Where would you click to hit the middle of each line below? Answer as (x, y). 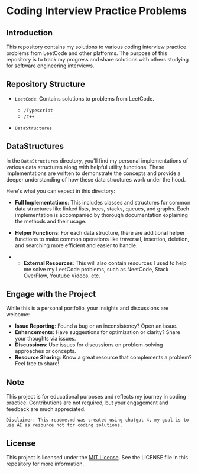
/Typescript (38, 111)
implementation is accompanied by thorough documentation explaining (101, 215)
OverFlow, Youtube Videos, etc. (62, 276)
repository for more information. (45, 464)
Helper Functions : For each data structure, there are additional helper (100, 232)
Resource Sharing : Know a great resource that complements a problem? (103, 357)
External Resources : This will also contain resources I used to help (105, 263)
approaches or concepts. (45, 351)
